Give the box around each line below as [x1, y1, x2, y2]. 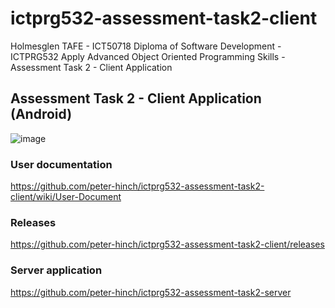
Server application [10, 263, 103, 277]
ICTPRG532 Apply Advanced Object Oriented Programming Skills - [10, 50, 286, 62]
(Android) [10, 106, 73, 123]
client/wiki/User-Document [10, 191, 122, 203]
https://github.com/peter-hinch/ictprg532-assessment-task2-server [10, 286, 292, 298]
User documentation [10, 157, 113, 171]
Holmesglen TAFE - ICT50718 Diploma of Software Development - [10, 40, 282, 52]
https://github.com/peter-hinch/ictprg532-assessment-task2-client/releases [10, 238, 325, 251]
